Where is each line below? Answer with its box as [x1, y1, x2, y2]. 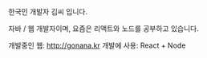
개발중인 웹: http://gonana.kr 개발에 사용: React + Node [8, 41, 186, 50]
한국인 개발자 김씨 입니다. [8, 7, 88, 16]
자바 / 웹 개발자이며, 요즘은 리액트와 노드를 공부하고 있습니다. [8, 24, 199, 33]
